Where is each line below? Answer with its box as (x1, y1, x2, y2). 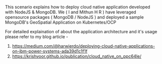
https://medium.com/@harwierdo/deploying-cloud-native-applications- (12, 43, 155, 49)
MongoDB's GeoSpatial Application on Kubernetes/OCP (5, 19, 116, 25)
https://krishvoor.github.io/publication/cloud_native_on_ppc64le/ (12, 53, 142, 59)
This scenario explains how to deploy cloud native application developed (5, 4, 150, 10)
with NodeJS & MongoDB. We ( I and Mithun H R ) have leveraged (5, 9, 137, 15)
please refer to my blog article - (5, 34, 68, 39)
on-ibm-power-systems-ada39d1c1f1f (12, 48, 88, 54)
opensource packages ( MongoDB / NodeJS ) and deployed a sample (5, 14, 144, 20)
